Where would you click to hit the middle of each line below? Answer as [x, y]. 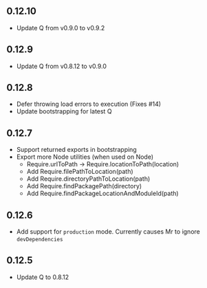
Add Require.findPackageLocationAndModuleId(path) [103, 193]
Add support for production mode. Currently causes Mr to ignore [108, 232]
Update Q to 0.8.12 [43, 277]
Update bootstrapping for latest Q [64, 111]
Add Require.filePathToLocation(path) [80, 172]
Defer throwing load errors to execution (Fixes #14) [89, 104]
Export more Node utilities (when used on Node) [85, 157]
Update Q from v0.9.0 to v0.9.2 [61, 27]
